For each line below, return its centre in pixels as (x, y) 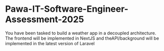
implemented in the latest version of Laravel (50, 43)
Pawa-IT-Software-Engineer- (67, 9)
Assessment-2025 (45, 19)
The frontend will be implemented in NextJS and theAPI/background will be (82, 38)
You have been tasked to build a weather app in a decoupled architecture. (81, 33)
